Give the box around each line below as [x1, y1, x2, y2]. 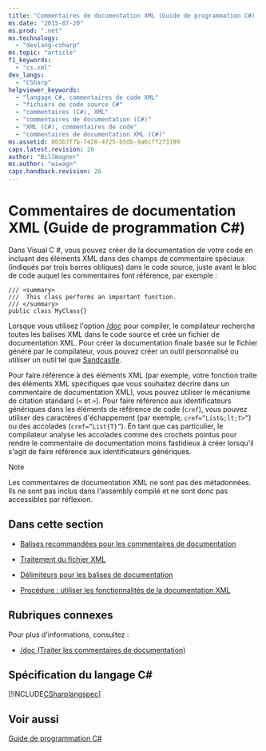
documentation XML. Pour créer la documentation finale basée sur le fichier [8, 338, 258, 347]
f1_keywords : [8, 57, 52, 65]
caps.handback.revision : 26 [8, 168, 102, 176]
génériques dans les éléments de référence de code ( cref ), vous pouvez [8, 404, 248, 413]
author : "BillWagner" [8, 152, 81, 160]
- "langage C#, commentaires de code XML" [15, 93, 159, 101]
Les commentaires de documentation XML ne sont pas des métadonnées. [8, 477, 252, 487]
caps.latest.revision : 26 [8, 145, 94, 153]
